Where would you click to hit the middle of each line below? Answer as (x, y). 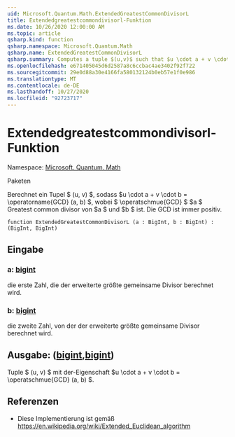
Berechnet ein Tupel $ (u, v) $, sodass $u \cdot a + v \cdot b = (97, 194)
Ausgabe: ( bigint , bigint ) (61, 355)
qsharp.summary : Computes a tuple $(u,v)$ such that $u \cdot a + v (109, 60)
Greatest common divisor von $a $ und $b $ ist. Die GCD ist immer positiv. (115, 209)
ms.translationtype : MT (42, 79)
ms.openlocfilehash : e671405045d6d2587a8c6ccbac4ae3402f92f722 (101, 66)
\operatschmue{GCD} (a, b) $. (51, 380)
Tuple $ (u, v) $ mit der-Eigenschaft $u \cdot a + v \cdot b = (94, 372)
